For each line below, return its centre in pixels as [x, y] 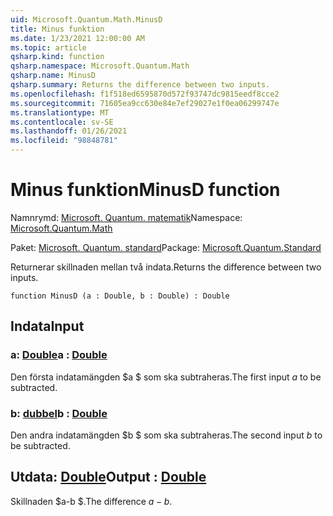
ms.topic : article [48, 47]
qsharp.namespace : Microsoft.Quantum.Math [100, 66]
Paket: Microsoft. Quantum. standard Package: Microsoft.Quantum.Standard [166, 247]
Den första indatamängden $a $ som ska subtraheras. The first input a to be [166, 377]
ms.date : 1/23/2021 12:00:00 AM [77, 38]
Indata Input [47, 326]
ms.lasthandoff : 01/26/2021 [69, 131]
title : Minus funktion [57, 29]
